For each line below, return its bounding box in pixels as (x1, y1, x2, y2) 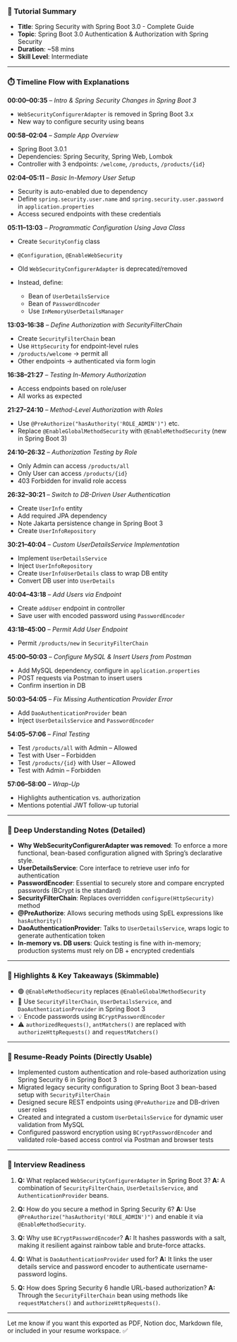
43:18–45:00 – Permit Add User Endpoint (7, 625, 128, 634)
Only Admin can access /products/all (17, 461, 130, 469)
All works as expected (17, 392, 83, 400)
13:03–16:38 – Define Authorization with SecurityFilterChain (7, 320, 183, 329)
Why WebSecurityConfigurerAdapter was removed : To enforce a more (17, 841, 228, 849)
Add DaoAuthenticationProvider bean (17, 708, 127, 717)
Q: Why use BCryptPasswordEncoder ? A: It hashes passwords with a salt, (17, 1233, 226, 1242)
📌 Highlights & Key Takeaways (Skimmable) (7, 970, 159, 980)
